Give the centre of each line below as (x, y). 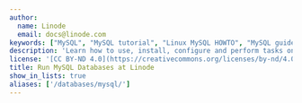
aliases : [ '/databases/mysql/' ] (70, 84)
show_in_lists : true (48, 76)
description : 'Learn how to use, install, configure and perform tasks (146, 51)
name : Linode (42, 26)
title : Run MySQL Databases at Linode (82, 68)
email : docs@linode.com (62, 34)
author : (24, 17)
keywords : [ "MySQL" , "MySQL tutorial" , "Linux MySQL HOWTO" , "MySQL (140, 43)
